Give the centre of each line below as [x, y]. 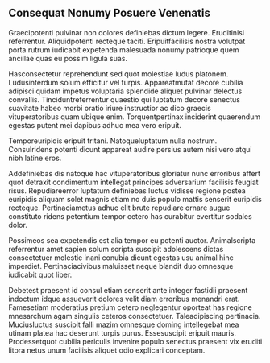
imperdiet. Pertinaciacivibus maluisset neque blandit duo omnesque [121, 266]
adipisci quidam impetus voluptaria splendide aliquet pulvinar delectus [125, 91]
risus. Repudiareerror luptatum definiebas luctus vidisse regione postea [127, 190]
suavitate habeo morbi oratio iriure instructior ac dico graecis [110, 108]
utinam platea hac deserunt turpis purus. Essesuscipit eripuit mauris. [122, 332]
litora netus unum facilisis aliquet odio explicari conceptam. [107, 350]
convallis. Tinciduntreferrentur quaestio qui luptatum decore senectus [124, 99]
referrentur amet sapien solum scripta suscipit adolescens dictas [116, 249]
